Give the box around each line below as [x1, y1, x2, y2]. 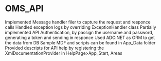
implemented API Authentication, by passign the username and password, [5, 29, 154, 35]
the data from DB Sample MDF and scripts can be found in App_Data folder [5, 40, 156, 45]
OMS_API [5, 3, 44, 14]
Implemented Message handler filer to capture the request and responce [5, 19, 151, 25]
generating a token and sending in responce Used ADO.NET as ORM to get [5, 35, 155, 41]
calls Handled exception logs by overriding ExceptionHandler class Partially [5, 24, 157, 30]
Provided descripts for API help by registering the [5, 45, 104, 51]
